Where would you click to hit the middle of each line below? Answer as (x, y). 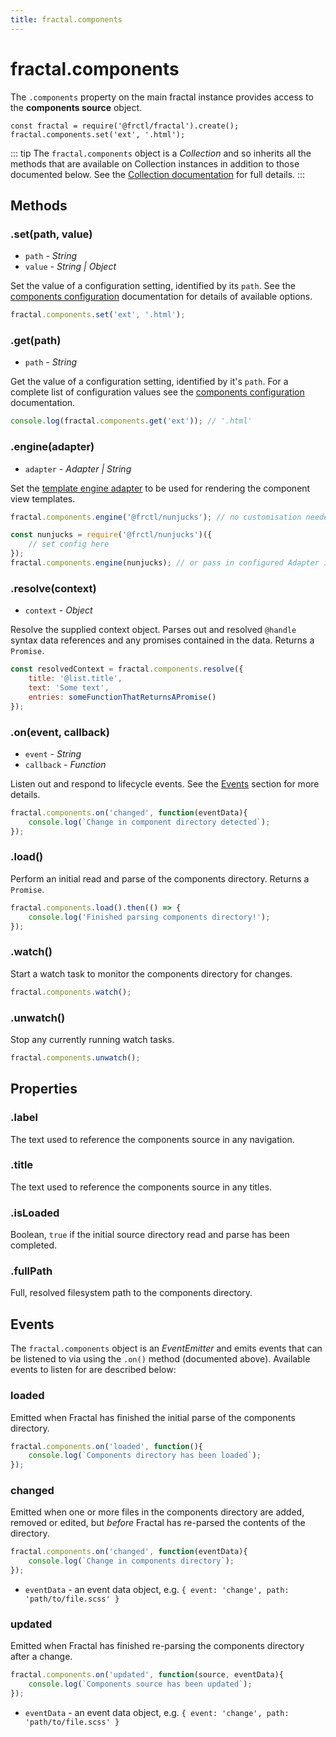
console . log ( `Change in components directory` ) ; (131, 1561)
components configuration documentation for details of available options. (161, 297)
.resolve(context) (53, 588)
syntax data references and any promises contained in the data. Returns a (162, 640)
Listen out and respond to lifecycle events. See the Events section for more (165, 783)
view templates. (43, 498)
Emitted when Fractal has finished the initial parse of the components (153, 1417)
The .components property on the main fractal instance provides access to (162, 97)
